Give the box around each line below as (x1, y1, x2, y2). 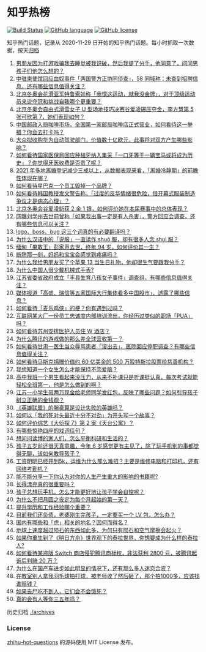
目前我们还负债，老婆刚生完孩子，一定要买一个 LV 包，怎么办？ (15, 511, 176, 518)
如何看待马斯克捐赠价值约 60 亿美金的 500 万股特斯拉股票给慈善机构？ (15, 358, 194, 365)
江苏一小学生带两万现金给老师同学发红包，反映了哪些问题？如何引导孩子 (15, 388, 198, 395)
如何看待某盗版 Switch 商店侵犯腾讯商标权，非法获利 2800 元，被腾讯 (15, 549, 192, 556)
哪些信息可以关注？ (21, 220, 70, 227)
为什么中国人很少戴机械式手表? (15, 266, 94, 273)
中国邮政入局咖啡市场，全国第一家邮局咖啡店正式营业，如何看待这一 (15, 121, 188, 128)
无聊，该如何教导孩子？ (21, 449, 81, 457)
